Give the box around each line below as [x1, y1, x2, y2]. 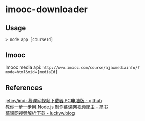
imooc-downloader [5, 4, 88, 15]
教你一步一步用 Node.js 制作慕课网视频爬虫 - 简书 [5, 104, 108, 110]
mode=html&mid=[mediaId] [5, 69, 58, 74]
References [5, 84, 43, 92]
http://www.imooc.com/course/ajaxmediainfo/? [42, 65, 140, 70]
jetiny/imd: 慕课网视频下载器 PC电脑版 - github [5, 97, 102, 103]
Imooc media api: [5, 64, 42, 70]
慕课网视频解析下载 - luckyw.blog [5, 110, 75, 116]
